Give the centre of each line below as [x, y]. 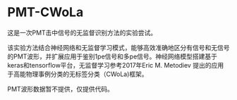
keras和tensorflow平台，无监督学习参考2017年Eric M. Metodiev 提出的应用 [116, 65]
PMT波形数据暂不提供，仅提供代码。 [61, 89]
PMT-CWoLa [45, 12]
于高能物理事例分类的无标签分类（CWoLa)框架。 [78, 74]
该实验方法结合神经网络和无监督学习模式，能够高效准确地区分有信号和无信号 [119, 47]
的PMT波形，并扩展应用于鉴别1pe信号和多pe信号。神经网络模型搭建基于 [112, 56]
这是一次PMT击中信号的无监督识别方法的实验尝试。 [82, 32]
